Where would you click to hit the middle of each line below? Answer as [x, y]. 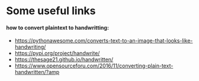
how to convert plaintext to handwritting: [58, 27]
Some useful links [51, 11]
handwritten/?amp [37, 72]
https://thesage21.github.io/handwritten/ [64, 60]
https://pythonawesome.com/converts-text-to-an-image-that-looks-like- [104, 41]
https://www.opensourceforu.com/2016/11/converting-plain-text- [94, 66]
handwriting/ [30, 47]
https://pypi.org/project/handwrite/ [57, 53]
